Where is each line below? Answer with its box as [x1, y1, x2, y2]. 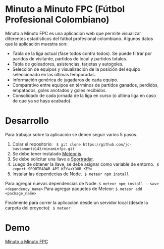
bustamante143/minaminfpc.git [12, 146, 75, 151]
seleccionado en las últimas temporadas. [12, 71, 96, 77]
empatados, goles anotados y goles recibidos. [12, 87, 107, 93]
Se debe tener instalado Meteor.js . [12, 150, 83, 156]
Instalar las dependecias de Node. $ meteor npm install [12, 171, 129, 177]
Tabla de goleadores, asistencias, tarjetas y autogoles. [12, 61, 124, 67]
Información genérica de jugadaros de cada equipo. [12, 77, 118, 83]
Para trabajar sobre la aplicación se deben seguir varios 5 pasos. [5, 131, 138, 137]
